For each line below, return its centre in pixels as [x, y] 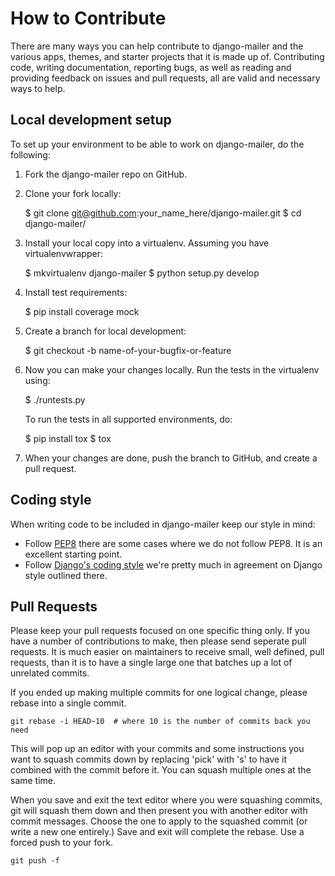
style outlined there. [66, 575]
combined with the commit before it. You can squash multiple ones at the [161, 770]
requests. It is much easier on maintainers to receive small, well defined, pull [167, 652]
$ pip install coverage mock [82, 311]
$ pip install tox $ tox [68, 438]
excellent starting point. [73, 554]
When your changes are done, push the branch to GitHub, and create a [171, 458]
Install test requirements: [76, 292]
